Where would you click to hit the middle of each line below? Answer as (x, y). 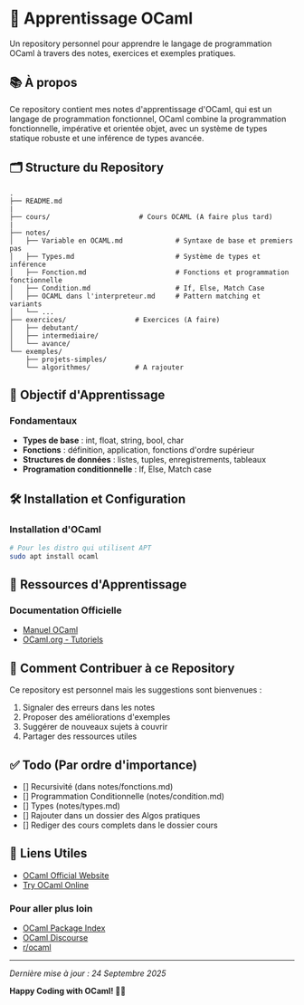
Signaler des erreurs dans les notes (89, 708)
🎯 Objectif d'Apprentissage (87, 394)
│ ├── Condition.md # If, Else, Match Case (137, 288)
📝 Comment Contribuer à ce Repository (122, 668)
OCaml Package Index (64, 928)
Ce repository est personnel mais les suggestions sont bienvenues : (136, 690)
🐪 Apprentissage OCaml (101, 19)
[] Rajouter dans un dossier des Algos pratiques (111, 815)
